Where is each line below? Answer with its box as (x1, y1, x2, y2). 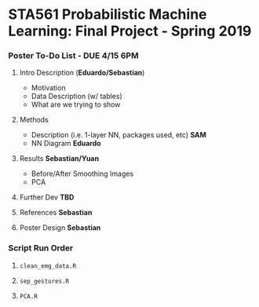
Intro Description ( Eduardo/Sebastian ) (19, 68, 145, 78)
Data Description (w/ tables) (31, 92, 123, 101)
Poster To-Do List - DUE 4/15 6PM (8, 50, 139, 61)
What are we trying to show (31, 100, 121, 109)
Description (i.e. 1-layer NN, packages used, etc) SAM (31, 130, 206, 140)
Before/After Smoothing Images (31, 169, 134, 178)
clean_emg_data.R (19, 261, 77, 270)
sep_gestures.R (19, 277, 70, 285)
